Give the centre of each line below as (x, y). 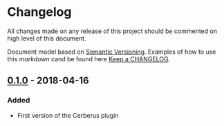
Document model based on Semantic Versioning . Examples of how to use (112, 52)
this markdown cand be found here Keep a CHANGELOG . (89, 59)
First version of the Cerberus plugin (68, 115)
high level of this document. (47, 38)
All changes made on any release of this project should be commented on (112, 31)
